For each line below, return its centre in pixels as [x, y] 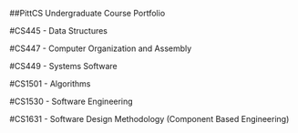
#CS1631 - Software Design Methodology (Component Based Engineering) [149, 119]
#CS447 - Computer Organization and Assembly [101, 48]
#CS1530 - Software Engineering [72, 101]
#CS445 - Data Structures [58, 31]
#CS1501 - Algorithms [50, 84]
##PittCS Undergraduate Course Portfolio [87, 13]
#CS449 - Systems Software [63, 66]
